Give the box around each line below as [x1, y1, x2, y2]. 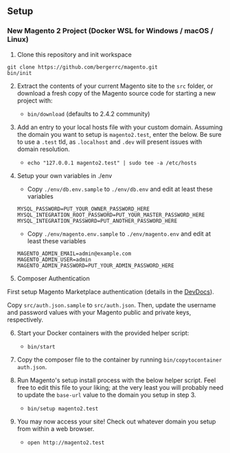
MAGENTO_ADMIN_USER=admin [16, 256, 91, 263]
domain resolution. [16, 144, 70, 153]
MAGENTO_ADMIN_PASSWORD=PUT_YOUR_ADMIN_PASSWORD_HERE [16, 262, 174, 269]
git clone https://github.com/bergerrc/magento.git [7, 63, 158, 71]
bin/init [7, 69, 32, 76]
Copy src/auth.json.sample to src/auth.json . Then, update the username [7, 300, 216, 309]
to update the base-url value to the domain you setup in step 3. [16, 390, 197, 399]
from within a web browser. [16, 424, 95, 432]
